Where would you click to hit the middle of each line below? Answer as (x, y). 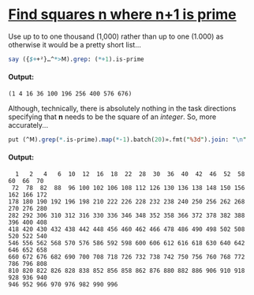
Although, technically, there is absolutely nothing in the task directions (122, 109)
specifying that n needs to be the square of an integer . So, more (112, 117)
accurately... (28, 125)
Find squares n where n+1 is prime (122, 15)
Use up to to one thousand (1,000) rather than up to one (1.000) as (116, 36)
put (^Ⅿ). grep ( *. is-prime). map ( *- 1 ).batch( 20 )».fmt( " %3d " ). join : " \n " (127, 140)
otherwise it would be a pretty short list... (75, 44)
